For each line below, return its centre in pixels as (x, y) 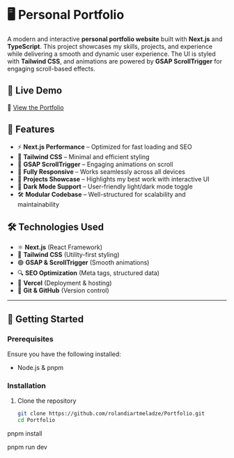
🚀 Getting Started (46, 319)
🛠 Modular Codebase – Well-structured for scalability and (101, 194)
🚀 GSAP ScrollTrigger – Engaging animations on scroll (95, 164)
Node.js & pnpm (40, 368)
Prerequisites (30, 339)
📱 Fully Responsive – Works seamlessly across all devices (101, 171)
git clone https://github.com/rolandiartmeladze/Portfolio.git (111, 414)
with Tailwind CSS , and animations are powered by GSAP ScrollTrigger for (115, 61)
